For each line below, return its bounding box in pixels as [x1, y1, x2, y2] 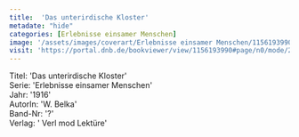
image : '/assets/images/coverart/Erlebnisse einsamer [9, 37, 214, 47]
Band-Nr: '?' [9, 109, 54, 119]
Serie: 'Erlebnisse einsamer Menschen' [9, 80, 153, 91]
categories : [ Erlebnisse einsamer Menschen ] [9, 29, 177, 38]
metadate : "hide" [9, 21, 74, 30]
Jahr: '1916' [9, 90, 52, 101]
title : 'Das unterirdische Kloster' [9, 12, 149, 22]
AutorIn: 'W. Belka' [9, 99, 77, 109]
